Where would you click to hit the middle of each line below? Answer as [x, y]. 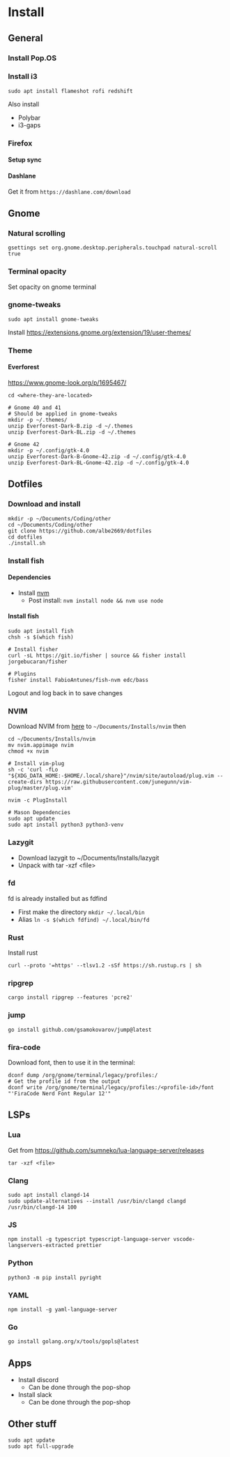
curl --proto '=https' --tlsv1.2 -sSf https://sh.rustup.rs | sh [105, 966]
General [26, 38]
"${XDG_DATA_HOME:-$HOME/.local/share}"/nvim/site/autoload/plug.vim [111, 776]
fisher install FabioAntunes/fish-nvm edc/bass [78, 680]
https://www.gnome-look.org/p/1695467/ [67, 383]
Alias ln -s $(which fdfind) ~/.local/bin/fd [84, 919]
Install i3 [23, 76]
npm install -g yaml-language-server [63, 1309]
